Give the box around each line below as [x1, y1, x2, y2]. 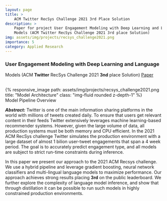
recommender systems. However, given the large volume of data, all [5, 123, 145, 129]
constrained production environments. [5, 190, 83, 196]
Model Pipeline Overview [5, 97, 56, 103]
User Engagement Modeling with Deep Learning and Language [5, 61, 160, 67]
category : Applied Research [5, 44, 64, 49]
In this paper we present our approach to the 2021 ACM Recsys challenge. [5, 158, 158, 164]
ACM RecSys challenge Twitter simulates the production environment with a [5, 133, 161, 139]
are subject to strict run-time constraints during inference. [5, 149, 124, 155]
